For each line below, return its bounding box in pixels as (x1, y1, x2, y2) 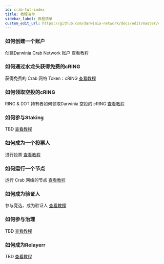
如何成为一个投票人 (5, 140, 50, 147)
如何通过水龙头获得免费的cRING (5, 63, 81, 70)
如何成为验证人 (5, 190, 41, 197)
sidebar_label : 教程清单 (5, 16, 53, 21)
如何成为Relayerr (5, 242, 46, 248)
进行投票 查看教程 (5, 152, 41, 157)
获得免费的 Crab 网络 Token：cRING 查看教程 (5, 75, 96, 81)
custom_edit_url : (5, 21, 41, 26)
